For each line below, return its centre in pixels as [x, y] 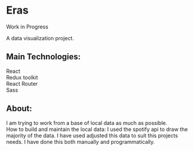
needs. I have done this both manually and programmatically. [81, 142]
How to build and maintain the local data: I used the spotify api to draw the [97, 129]
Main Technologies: [44, 57]
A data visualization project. [40, 38]
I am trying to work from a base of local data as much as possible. [87, 123]
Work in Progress [27, 27]
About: [19, 109]
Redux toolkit [22, 77]
